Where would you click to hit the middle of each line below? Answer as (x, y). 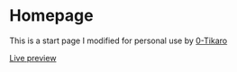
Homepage (51, 16)
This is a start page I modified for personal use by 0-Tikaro (118, 40)
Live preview (33, 58)
